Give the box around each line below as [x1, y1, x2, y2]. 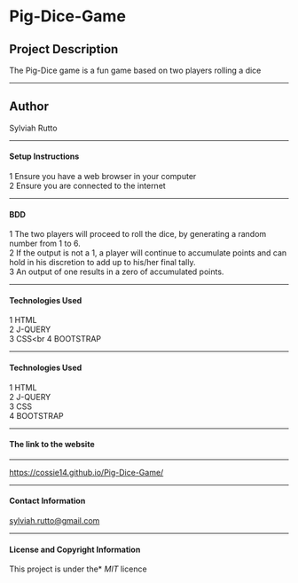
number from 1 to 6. [9, 238, 82, 249]
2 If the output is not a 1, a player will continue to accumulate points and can [9, 248, 287, 258]
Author [9, 99, 49, 114]
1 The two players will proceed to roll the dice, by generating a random [9, 229, 267, 240]
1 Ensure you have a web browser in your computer [9, 171, 197, 182]
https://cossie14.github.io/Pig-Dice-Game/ [9, 467, 164, 477]
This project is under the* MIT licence [9, 563, 148, 574]
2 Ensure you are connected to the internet [9, 180, 166, 192]
